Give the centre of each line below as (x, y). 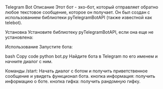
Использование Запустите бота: (39, 47)
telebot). (14, 22)
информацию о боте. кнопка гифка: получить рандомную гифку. (73, 81)
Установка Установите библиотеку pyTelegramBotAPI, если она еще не (79, 32)
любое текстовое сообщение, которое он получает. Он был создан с (78, 12)
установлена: (19, 37)
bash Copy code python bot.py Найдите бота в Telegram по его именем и (81, 56)
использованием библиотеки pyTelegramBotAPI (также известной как (79, 17)
